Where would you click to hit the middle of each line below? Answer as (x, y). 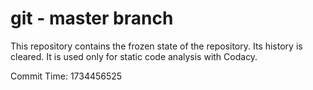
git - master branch (92, 18)
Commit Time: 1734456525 (66, 76)
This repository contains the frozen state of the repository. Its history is (156, 46)
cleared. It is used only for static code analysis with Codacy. (134, 56)
